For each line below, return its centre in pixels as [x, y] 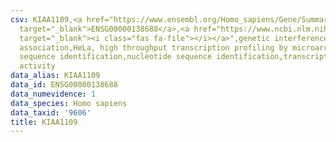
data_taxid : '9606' [51, 112]
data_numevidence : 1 [53, 94]
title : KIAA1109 [44, 122]
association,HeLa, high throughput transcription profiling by [153, 47]
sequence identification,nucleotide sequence [116, 57]
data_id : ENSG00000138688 [64, 85]
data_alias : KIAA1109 [55, 76]
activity [37, 66]
